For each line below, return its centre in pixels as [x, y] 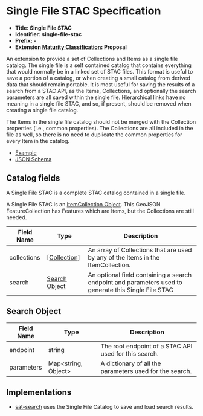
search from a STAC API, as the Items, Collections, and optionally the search [101, 91]
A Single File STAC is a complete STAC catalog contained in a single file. [96, 193]
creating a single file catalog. [42, 110]
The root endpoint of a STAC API [147, 346]
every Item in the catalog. [38, 141]
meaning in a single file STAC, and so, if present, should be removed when [99, 103]
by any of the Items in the [124, 257]
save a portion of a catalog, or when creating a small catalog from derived [98, 78]
